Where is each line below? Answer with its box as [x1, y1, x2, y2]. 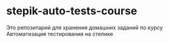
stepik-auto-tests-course [6, 4, 138, 18]
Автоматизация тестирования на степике [6, 30, 113, 37]
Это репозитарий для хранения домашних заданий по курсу [6, 24, 164, 31]
